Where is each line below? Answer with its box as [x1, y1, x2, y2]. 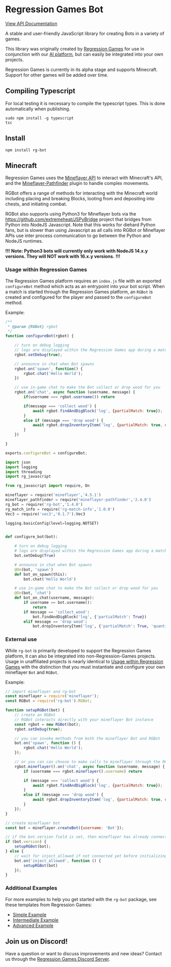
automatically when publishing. [5, 106, 70, 112]
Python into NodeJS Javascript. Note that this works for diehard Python [5, 222, 156, 228]
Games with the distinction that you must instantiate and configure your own [5, 664, 165, 670]
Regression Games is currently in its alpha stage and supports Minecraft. [5, 66, 158, 73]
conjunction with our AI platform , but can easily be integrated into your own [5, 51, 164, 57]
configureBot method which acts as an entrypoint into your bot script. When [5, 283, 165, 289]
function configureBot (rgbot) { [5, 334, 74, 339]
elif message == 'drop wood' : [23, 619, 88, 624]
